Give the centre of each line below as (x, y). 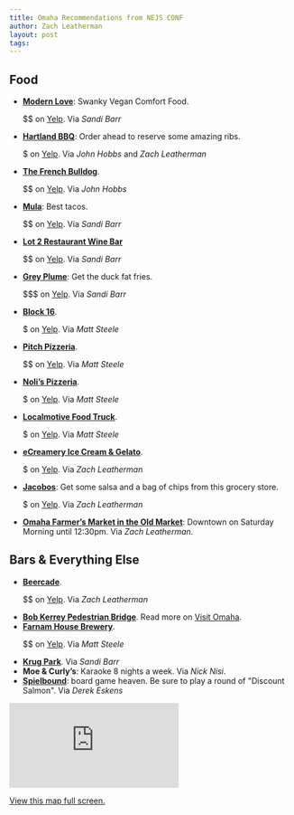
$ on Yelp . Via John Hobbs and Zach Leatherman (115, 154)
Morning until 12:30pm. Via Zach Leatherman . (108, 532)
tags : (19, 43)
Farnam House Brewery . (69, 626)
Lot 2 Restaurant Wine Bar (73, 242)
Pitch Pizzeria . (50, 347)
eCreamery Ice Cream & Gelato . (83, 452)
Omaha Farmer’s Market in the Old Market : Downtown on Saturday (148, 522)
